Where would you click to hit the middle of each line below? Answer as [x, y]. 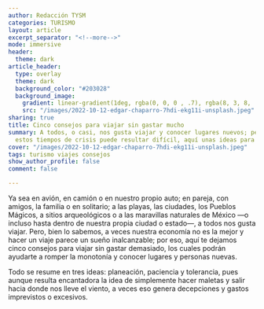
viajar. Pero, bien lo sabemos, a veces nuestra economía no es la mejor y [126, 232]
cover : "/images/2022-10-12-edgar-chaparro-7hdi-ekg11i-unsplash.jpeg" [128, 147]
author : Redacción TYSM [47, 15]
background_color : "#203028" [63, 88]
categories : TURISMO [42, 23]
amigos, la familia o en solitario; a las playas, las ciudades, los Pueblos [122, 206]
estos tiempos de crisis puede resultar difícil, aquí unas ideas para [135, 140]
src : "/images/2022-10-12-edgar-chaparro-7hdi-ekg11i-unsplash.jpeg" [139, 111]
